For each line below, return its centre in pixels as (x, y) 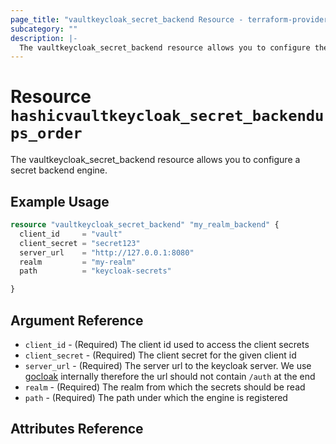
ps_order (46, 133)
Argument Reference (77, 320)
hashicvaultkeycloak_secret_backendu (167, 116)
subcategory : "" (44, 29)
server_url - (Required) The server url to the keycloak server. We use (168, 365)
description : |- (44, 38)
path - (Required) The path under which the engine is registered (156, 397)
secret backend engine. (59, 170)
